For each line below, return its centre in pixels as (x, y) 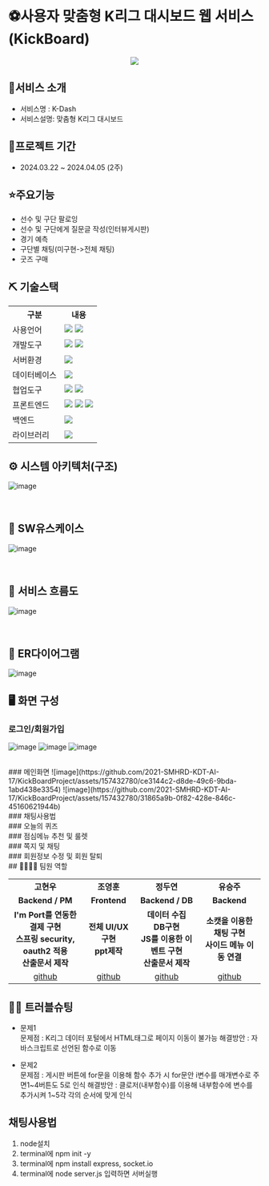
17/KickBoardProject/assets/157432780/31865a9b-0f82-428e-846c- (122, 798)
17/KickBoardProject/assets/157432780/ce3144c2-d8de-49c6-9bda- (123, 781)
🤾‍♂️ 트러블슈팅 (41, 1007)
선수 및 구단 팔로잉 (49, 219)
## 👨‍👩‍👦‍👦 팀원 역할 (38, 866)
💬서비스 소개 (37, 88)
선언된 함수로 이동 (89, 1047)
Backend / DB (167, 901)
